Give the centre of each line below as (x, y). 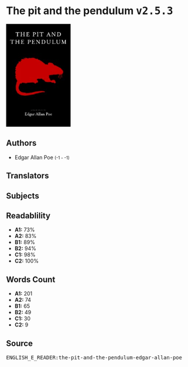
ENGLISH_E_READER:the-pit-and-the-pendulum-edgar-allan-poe (94, 357)
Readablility (28, 216)
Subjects (23, 196)
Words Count (31, 279)
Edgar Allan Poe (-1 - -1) (42, 157)
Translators (28, 176)
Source (20, 343)
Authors (21, 143)
